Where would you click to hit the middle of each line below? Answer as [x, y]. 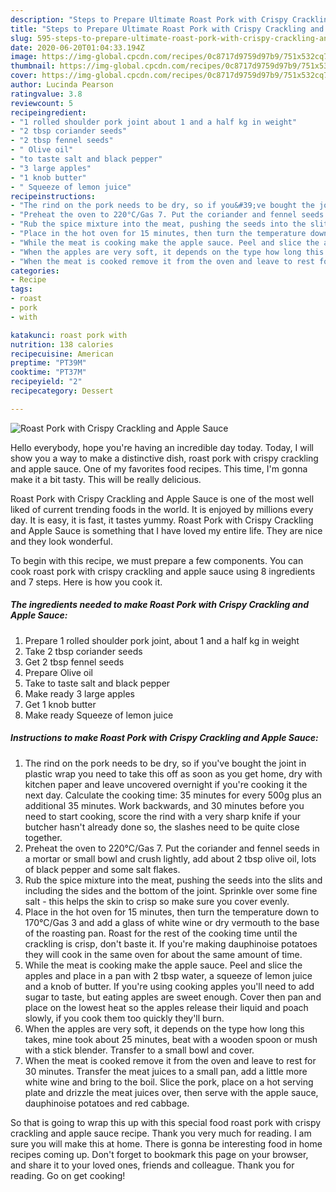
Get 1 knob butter [60, 704]
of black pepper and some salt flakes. [102, 869]
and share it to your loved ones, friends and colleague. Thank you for [152, 1165]
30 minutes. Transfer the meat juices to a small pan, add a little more [166, 1071]
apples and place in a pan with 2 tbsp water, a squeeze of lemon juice [168, 975]
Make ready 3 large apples [79, 693]
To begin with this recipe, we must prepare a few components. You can [157, 560]
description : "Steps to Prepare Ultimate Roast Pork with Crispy [149, 19]
